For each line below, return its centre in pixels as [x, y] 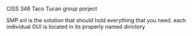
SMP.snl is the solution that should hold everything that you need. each [96, 20]
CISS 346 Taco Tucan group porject [52, 9]
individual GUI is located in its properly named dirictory [76, 27]
